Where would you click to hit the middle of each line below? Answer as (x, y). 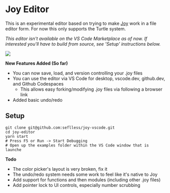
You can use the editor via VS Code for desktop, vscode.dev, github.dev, (89, 78)
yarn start (17, 136)
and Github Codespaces (38, 84)
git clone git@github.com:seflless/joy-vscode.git (60, 128)
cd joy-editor (20, 132)
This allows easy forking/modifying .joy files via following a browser (91, 89)
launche (13, 150)
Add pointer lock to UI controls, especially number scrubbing (76, 185)
